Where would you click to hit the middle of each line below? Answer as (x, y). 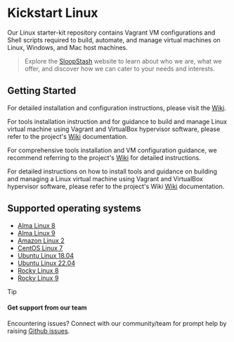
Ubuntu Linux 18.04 (46, 255)
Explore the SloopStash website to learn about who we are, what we (123, 61)
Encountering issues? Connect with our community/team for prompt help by (117, 323)
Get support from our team (47, 307)
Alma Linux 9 (37, 233)
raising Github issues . (39, 331)
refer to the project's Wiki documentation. (68, 136)
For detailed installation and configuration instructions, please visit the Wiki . (117, 108)
